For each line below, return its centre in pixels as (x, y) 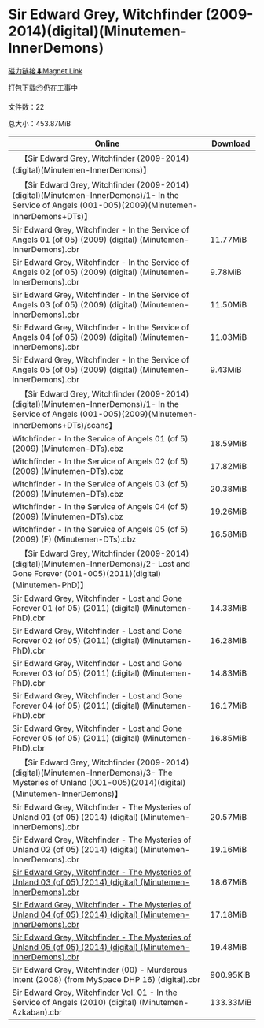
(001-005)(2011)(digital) (113, 573)
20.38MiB (229, 489)
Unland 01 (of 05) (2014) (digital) (75, 817)
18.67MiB (229, 882)
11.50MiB (229, 304)
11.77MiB (229, 240)
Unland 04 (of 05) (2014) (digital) (75, 914)
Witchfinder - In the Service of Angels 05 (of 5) (100, 529)
